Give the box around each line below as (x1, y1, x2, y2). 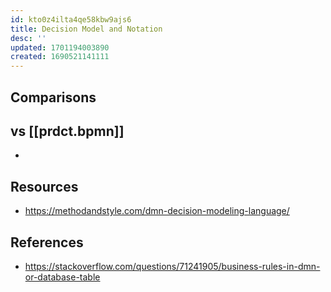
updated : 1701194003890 (10, 42, 110, 53)
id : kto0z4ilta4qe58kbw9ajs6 (10, 14, 132, 25)
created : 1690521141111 (10, 52, 110, 62)
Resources (10, 178, 79, 195)
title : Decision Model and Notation (10, 24, 163, 34)
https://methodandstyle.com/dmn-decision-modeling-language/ (24, 205, 290, 217)
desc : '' (10, 33, 47, 43)
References (10, 234, 84, 251)
